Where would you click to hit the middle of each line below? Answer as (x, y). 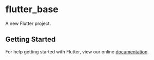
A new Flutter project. (28, 23)
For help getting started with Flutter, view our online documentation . (77, 51)
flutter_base (32, 9)
